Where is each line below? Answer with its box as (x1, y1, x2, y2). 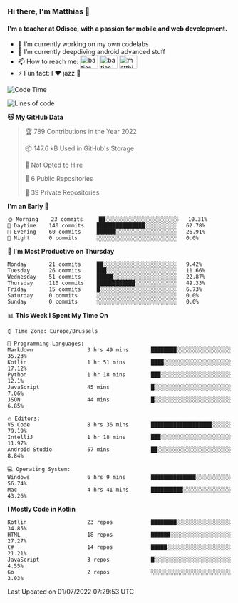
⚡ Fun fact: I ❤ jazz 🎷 (17, 69, 81, 78)
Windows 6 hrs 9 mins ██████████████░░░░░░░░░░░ (7, 474, 232, 481)
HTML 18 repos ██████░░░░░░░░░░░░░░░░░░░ (7, 531, 232, 539)
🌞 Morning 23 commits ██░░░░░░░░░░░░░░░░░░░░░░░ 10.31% (7, 216, 208, 223)
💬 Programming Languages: (7, 340, 84, 348)
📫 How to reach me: (17, 57, 79, 66)
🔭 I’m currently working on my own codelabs (17, 40, 149, 48)
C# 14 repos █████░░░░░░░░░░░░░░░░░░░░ (7, 544, 232, 551)
